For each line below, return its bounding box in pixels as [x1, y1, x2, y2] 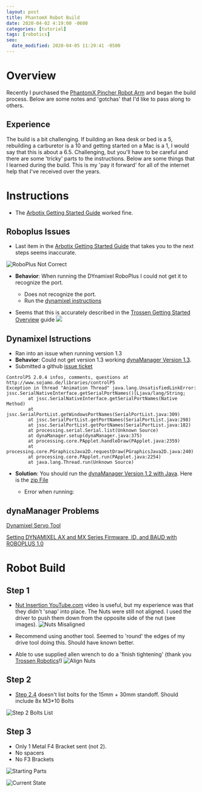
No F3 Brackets [15, 756, 55, 763]
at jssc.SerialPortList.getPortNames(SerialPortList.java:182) [28, 422, 191, 428]
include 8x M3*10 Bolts [15, 697, 74, 704]
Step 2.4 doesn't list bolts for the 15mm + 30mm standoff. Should [15, 691, 178, 698]
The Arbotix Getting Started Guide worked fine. [15, 209, 133, 216]
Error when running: [24, 488, 75, 495]
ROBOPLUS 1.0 [6, 540, 44, 547]
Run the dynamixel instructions [24, 297, 102, 304]
